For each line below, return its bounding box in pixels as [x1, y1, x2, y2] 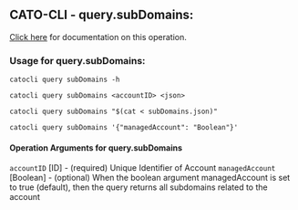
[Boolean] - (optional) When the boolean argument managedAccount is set [9, 173, 291, 184]
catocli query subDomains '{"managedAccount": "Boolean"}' [9, 123, 239, 132]
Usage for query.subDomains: [9, 54, 146, 67]
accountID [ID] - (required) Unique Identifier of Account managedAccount [9, 163, 276, 173]
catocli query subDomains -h [9, 75, 120, 85]
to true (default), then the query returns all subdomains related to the [9, 182, 268, 193]
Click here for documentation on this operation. [9, 31, 187, 42]
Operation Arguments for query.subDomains [9, 142, 183, 153]
